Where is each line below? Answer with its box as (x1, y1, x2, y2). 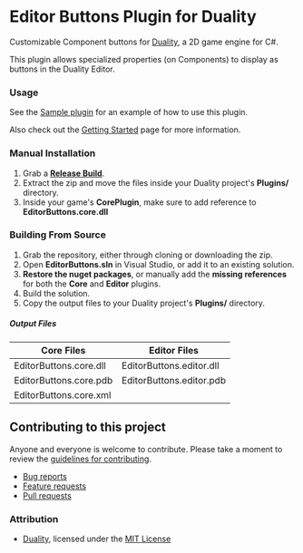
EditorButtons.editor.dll (121, 359, 220, 372)
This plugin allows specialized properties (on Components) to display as (9, 53, 279, 64)
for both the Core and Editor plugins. (22, 278, 161, 289)
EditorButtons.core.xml (14, 388, 112, 401)
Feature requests (22, 480, 87, 491)
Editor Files (149, 344, 200, 356)
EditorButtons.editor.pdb (121, 374, 227, 386)
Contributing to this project (9, 420, 166, 435)
